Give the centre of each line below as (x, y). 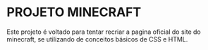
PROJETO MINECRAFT (74, 12)
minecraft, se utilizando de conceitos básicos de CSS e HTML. (97, 39)
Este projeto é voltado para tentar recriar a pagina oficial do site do (104, 32)
